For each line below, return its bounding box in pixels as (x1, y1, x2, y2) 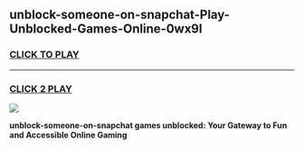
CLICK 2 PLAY (9, 82, 72, 95)
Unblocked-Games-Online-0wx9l (9, 22, 203, 37)
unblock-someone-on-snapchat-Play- (9, 7, 231, 23)
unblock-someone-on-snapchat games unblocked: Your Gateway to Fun (9, 119, 288, 130)
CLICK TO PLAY (9, 49, 80, 61)
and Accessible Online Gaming (9, 129, 128, 140)
